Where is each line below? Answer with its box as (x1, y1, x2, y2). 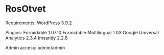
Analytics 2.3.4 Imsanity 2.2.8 (5, 35, 68, 41)
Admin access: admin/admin (5, 44, 65, 50)
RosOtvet (5, 3, 46, 15)
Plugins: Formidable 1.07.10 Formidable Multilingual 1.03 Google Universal (5, 29, 159, 35)
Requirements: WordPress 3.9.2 (5, 20, 73, 26)
